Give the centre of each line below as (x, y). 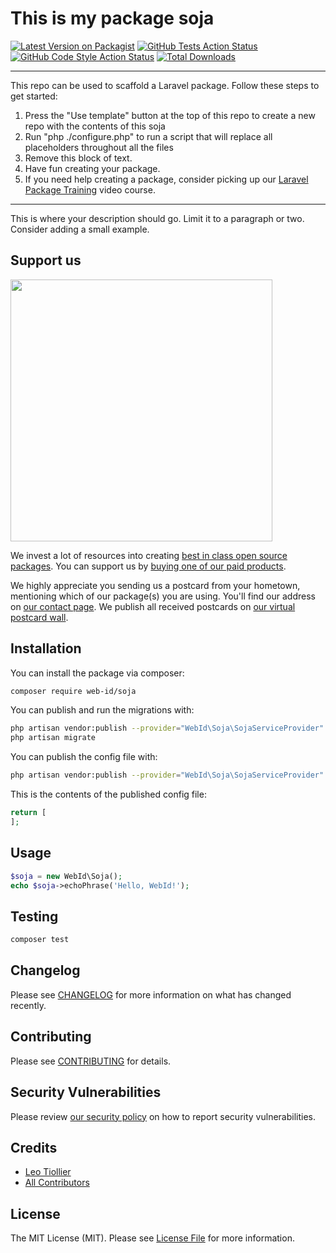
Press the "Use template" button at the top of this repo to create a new (170, 115)
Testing (34, 916)
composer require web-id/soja (73, 691)
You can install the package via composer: (97, 673)
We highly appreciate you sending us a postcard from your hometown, (155, 585)
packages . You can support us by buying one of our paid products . (148, 566)
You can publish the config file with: (84, 757)
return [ (28, 813)
